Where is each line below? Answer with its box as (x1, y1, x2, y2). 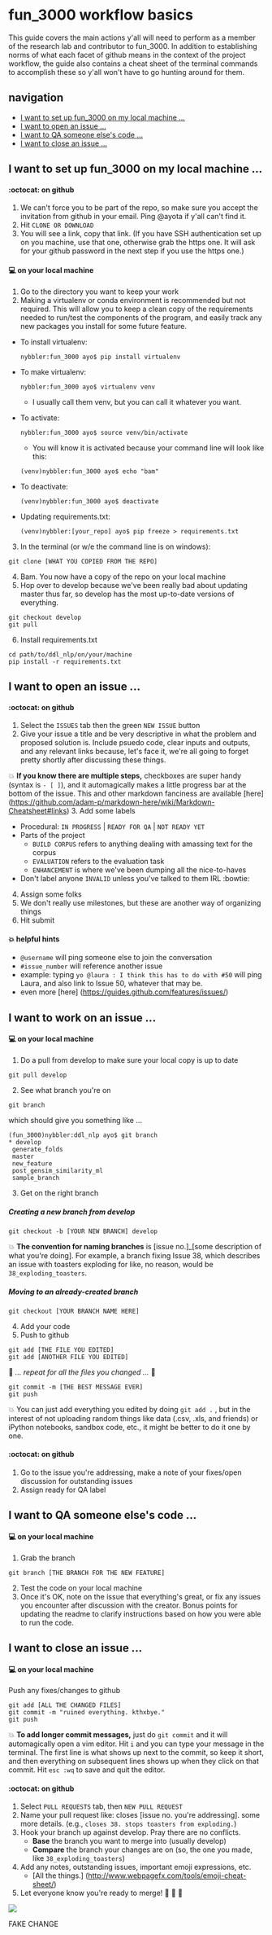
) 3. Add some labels (66, 806, 136, 816)
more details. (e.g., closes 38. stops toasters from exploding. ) (19, 1819, 237, 1829)
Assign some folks (19, 889, 83, 899)
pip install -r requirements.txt (8, 657, 122, 665)
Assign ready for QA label (19, 1485, 106, 1495)
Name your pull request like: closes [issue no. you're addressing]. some (19, 1810, 261, 1820)
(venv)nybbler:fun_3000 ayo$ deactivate (19, 497, 159, 506)
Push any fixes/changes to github (8, 1686, 121, 1696)
